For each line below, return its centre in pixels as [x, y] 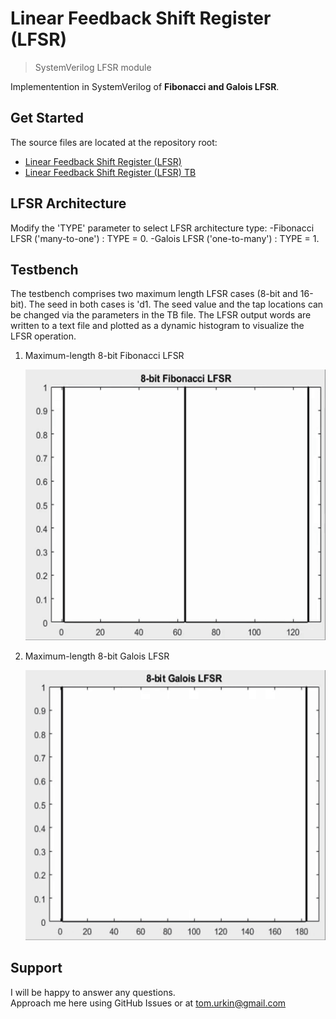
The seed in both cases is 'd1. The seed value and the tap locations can [176, 304]
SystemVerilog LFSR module [93, 67]
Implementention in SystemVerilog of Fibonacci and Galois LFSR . [145, 86]
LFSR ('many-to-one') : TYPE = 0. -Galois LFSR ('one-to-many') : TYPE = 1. [165, 238]
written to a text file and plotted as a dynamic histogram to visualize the [157, 326]
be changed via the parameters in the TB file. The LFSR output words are [161, 315]
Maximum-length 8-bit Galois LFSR [97, 656]
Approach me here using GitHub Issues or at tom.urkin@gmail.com [148, 1003]
